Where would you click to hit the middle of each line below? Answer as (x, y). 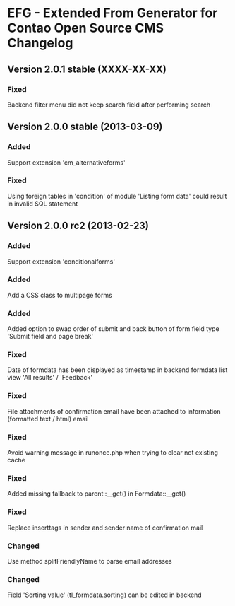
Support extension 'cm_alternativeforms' (66, 162)
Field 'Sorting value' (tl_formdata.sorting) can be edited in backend (105, 595)
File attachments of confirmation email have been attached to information (114, 411)
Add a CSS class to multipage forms (60, 295)
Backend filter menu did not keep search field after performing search (109, 105)
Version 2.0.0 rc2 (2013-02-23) (78, 226)
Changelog (40, 43)
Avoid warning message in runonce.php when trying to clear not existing (113, 453)
